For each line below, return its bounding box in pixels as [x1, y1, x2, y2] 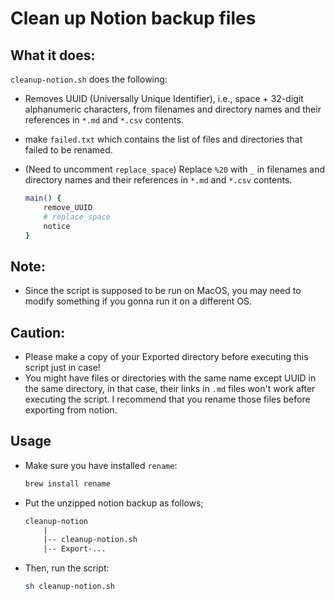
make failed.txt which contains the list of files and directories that [24, 133, 303, 145]
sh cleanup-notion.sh [24, 582, 115, 592]
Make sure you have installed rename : [24, 459, 178, 471]
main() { [24, 193, 62, 203]
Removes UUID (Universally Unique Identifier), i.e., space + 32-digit [24, 93, 304, 104]
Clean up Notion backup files [10, 7, 257, 30]
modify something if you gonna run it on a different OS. [24, 295, 253, 307]
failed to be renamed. [24, 144, 113, 156]
